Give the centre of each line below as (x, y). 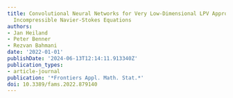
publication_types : (35, 65)
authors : (20, 26)
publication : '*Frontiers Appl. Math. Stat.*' (76, 78)
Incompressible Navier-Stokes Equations (72, 20)
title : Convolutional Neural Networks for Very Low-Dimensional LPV (108, 13)
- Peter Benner (29, 39)
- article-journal (34, 71)
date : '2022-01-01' (35, 52)
